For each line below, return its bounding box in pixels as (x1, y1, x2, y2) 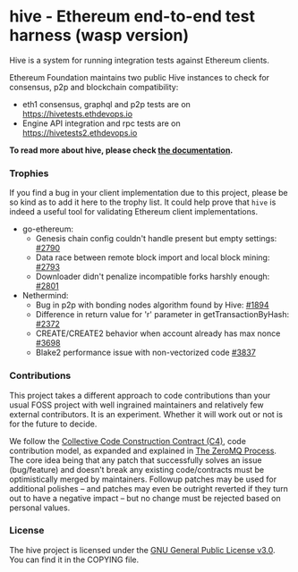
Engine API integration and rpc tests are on (21, 118, 181, 129)
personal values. (9, 502, 71, 513)
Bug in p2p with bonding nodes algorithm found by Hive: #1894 (35, 299, 270, 310)
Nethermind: (21, 290, 69, 301)
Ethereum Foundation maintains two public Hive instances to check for (9, 71, 270, 82)
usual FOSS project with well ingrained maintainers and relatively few (9, 400, 264, 410)
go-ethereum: (21, 223, 74, 234)
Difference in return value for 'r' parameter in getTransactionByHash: (35, 309, 289, 320)
